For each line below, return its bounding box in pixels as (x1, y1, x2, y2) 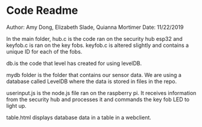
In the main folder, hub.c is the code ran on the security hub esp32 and (6, 35, 183, 42)
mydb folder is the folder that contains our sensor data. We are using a (6, 71, 182, 78)
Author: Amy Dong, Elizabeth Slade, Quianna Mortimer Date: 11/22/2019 (6, 23, 184, 31)
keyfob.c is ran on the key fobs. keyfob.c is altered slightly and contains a (6, 42, 189, 49)
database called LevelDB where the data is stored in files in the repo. (6, 78, 177, 85)
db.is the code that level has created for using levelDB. (6, 60, 142, 67)
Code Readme (6, 4, 78, 17)
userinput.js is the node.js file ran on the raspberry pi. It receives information (6, 89, 197, 96)
